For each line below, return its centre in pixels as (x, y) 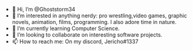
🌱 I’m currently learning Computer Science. (66, 28)
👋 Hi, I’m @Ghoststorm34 (44, 9)
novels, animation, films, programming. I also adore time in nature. (94, 22)
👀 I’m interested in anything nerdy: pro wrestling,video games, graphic (100, 16)
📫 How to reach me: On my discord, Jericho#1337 (75, 41)
